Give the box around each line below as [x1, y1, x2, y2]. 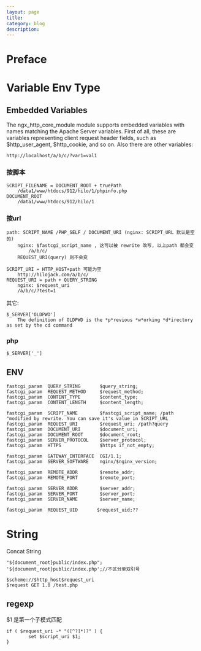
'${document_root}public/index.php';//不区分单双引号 [6, 566, 140, 572]
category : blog [6, 20, 45, 26]
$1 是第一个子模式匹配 [6, 615, 63, 623]
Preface [6, 53, 47, 66]
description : [6, 26, 40, 33]
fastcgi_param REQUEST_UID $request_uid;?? [6, 507, 138, 513]
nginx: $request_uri [17, 283, 70, 289]
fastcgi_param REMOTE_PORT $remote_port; [6, 475, 136, 481]
